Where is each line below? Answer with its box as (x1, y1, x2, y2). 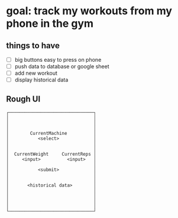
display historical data (14, 76, 69, 84)
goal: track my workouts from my (6, 4, 173, 18)
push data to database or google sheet (14, 63, 109, 70)
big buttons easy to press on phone (14, 56, 102, 63)
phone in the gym (6, 17, 93, 30)
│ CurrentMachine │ (6, 131, 96, 137)
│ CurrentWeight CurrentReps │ (6, 151, 96, 157)
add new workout (14, 69, 58, 77)
